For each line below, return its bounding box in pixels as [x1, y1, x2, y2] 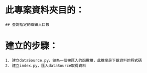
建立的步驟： [5, 40, 59, 52]
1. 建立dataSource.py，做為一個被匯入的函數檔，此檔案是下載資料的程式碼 [5, 58, 142, 63]
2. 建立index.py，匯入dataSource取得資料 [5, 63, 86, 68]
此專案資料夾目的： [5, 4, 85, 16]
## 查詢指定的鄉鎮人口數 [5, 22, 50, 27]
